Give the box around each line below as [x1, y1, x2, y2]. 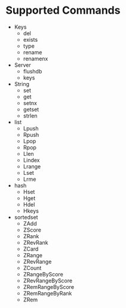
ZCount [23, 264, 42, 272]
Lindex [23, 156, 40, 164]
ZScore [23, 226, 41, 233]
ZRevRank [23, 239, 48, 246]
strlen [23, 112, 38, 119]
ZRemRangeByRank [23, 289, 72, 297]
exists [23, 36, 38, 43]
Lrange [23, 162, 41, 170]
